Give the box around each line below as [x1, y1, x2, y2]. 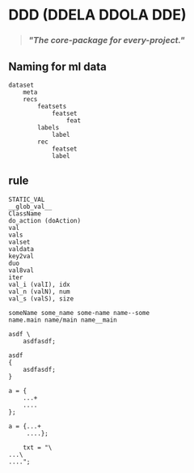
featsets [37, 102, 67, 110]
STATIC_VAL [8, 195, 45, 203]
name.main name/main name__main [8, 316, 117, 324]
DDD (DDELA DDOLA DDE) [8, 6, 188, 24]
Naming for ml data [8, 59, 107, 74]
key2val [8, 252, 35, 260]
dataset [8, 81, 35, 89]
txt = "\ [23, 443, 53, 451]
